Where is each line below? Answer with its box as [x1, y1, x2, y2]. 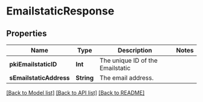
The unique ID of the [99, 56, 158, 65]
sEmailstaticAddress [9, 74, 70, 82]
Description [117, 46, 152, 54]
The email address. [99, 74, 154, 82]
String [75, 74, 94, 82]
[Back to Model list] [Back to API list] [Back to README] [6, 89, 145, 96]
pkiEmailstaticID [9, 60, 57, 68]
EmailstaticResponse [6, 4, 115, 18]
